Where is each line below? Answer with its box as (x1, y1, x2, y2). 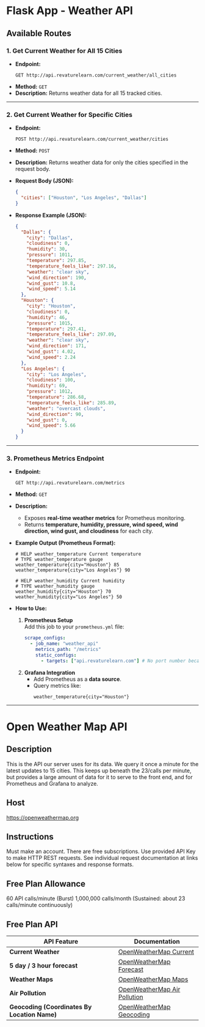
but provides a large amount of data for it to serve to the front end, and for (6, 773, 193, 781)
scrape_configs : (24, 635, 66, 641)
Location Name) (9, 1010, 57, 1018)
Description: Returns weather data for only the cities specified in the (15, 159, 189, 166)
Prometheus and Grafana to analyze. (6, 780, 99, 787)
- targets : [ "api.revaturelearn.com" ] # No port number (40, 658, 186, 664)
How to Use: (15, 604, 47, 612)
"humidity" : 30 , (26, 246, 68, 252)
